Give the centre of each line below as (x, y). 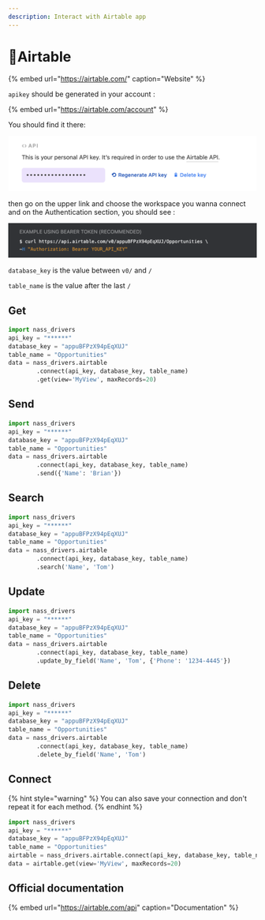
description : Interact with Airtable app (77, 17)
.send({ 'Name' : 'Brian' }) (79, 474)
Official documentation (66, 888)
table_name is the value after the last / (70, 286)
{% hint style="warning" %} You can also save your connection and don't (127, 798)
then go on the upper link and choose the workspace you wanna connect (127, 204)
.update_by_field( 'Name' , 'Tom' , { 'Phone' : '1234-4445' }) (134, 661)
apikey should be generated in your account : (82, 94)
